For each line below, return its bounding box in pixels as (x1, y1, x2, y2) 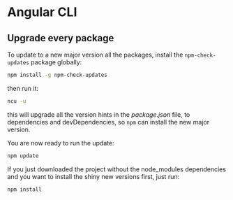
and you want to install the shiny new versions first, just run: (7, 172, 180, 180)
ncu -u (7, 97, 27, 105)
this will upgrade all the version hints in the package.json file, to (7, 110, 190, 119)
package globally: (31, 58, 82, 66)
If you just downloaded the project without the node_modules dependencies (7, 165, 227, 173)
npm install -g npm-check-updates (7, 71, 108, 78)
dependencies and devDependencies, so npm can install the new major (7, 117, 210, 126)
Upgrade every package (7, 32, 114, 44)
